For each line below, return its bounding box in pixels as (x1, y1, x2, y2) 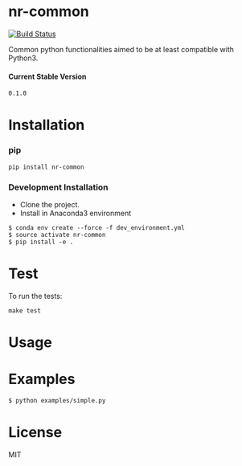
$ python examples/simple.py (8, 396, 106, 404)
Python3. (8, 53, 39, 63)
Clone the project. (19, 199, 80, 209)
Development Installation (8, 182, 109, 193)
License (8, 423, 63, 442)
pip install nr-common (8, 163, 84, 171)
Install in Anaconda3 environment (19, 208, 131, 218)
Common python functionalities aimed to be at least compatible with (8, 44, 235, 54)
